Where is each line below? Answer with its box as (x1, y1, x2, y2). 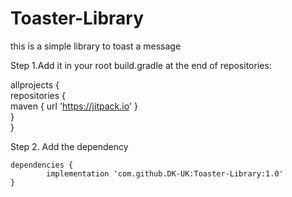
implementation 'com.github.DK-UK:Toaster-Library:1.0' (46, 168, 284, 179)
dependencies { (10, 160, 74, 170)
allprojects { (10, 78, 60, 91)
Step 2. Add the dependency (10, 140, 129, 152)
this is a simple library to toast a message (10, 40, 182, 52)
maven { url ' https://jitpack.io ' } (10, 100, 138, 112)
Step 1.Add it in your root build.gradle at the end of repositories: (10, 59, 272, 71)
